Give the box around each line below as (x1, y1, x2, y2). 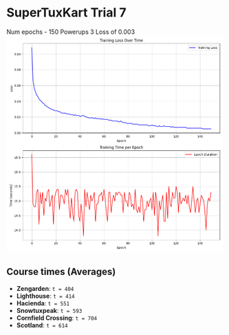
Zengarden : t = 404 (16, 284, 74, 292)
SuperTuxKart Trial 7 (6, 5, 127, 21)
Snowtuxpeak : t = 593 (16, 306, 83, 314)
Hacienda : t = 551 (16, 298, 70, 307)
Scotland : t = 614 (16, 321, 68, 329)
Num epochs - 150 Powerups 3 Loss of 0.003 (6, 28, 135, 36)
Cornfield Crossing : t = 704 (16, 314, 98, 322)
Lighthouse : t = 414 (16, 292, 75, 300)
